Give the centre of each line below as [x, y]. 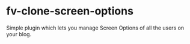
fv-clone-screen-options [70, 11]
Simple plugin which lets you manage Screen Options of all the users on [95, 28]
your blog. [19, 34]
